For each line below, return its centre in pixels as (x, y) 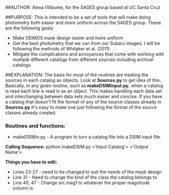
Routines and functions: (36, 126)
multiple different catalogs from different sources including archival (83, 60)
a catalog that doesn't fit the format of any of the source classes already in (83, 102)
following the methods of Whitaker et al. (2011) (61, 49)
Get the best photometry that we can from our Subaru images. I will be (86, 43)
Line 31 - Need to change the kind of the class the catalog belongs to (85, 177)
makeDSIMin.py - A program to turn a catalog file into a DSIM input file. (87, 137)
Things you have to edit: (31, 162)
